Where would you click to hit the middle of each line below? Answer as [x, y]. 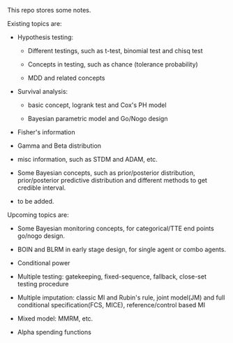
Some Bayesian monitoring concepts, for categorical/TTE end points [115, 228]
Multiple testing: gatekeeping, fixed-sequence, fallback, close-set [112, 276]
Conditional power [44, 263]
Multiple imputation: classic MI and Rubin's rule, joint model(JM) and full [121, 297]
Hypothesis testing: [45, 37]
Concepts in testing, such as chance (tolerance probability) [113, 64]
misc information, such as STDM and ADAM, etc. [88, 159]
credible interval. [42, 188]
